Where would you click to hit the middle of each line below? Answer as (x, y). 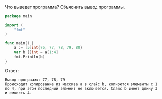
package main (18, 16)
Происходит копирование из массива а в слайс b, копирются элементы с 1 (81, 84)
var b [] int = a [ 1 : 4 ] (36, 52)
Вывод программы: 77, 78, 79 (35, 80)
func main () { (20, 43)
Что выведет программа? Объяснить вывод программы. (65, 7)
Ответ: (12, 70)
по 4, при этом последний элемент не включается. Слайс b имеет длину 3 (81, 88)
